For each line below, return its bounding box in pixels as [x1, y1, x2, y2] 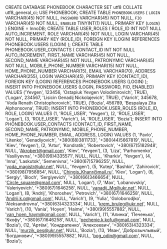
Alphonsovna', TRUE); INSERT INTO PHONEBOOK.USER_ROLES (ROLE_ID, [5, 105, 158, 111]
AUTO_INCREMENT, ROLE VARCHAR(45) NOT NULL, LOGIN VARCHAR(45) [5, 31, 160, 36]
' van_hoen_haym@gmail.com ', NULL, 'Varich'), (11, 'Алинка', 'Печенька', [5, 211, 155, 217]
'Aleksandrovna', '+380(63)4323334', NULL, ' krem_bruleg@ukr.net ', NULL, [5, 201, 160, 206]
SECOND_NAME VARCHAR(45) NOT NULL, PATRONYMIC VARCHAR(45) [5, 57, 155, 63]
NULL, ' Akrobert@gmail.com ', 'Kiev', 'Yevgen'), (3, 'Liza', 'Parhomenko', [5, 147, 152, 153]
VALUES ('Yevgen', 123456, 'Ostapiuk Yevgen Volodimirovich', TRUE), [5, 89, 148, 95]
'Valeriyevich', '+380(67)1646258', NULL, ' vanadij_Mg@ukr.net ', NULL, [5, 185, 151, 190]
